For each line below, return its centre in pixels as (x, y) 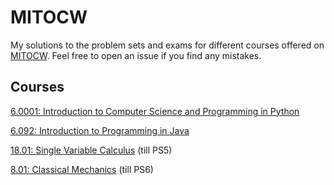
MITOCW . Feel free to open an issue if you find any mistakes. (136, 55)
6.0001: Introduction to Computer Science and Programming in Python (155, 111)
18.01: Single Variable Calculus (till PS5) (91, 150)
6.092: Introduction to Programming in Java (100, 130)
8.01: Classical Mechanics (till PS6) (82, 169)
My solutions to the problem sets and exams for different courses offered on (167, 45)
